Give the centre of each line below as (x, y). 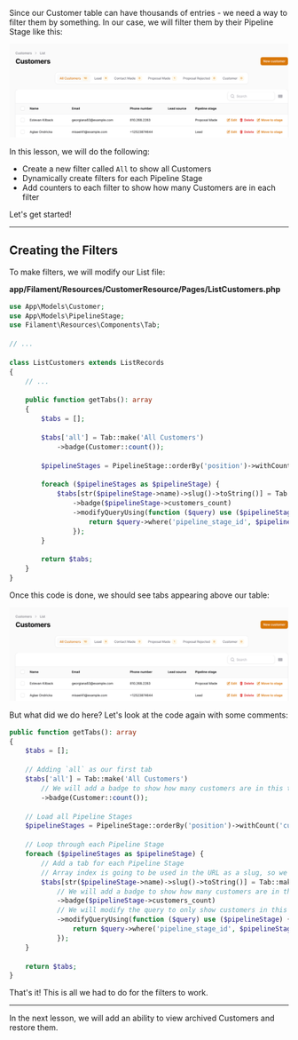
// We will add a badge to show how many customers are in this (162, 788)
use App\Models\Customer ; (57, 306)
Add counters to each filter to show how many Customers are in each (149, 187)
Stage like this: (36, 32)
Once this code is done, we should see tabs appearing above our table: (139, 595)
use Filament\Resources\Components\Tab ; (85, 325)
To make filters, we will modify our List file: (87, 272)
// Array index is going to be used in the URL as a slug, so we (165, 873)
